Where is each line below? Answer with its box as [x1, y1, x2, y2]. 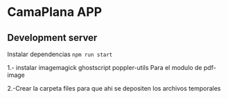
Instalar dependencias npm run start [7, 50, 113, 58]
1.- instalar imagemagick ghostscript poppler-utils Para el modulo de [7, 64, 202, 71]
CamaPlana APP [7, 4, 103, 20]
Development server [7, 32, 98, 44]
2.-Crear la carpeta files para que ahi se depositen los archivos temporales [7, 84, 221, 92]
